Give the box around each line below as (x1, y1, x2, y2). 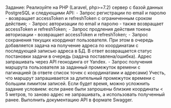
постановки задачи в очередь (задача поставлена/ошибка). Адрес (5, 53, 152, 59)
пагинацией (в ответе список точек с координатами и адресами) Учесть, (5, 70, 166, 76)
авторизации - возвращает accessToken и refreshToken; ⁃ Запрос (5, 32, 148, 37)
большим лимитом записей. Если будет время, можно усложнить (5, 80, 150, 87)
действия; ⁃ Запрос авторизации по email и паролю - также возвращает (5, 20, 164, 27)
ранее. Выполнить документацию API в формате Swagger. (5, 97, 133, 103)
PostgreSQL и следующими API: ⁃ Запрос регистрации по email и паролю (5, 10, 166, 16)
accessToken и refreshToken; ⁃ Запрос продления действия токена (5, 26, 151, 32)
